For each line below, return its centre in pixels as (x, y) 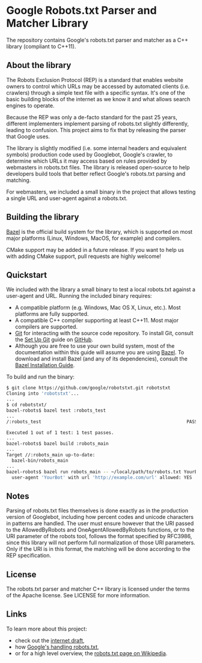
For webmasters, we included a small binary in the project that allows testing (101, 192)
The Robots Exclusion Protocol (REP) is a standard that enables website (95, 80)
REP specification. (29, 556)
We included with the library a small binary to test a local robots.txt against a (101, 289)
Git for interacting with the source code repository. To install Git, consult (104, 333)
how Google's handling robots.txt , (57, 647)
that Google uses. (28, 136)
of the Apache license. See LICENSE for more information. (78, 595)
